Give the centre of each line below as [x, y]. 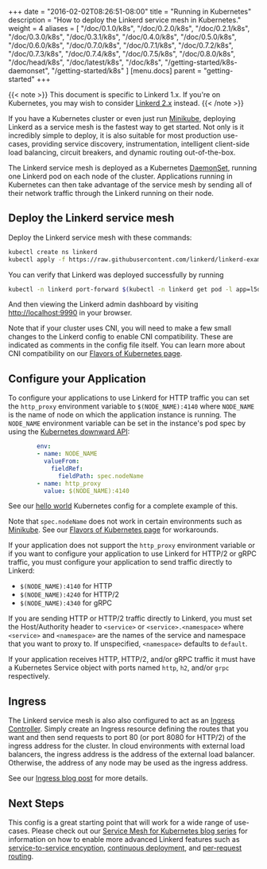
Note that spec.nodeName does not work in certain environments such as [125, 522]
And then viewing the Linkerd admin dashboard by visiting [103, 304]
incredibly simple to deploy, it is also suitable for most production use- [123, 135]
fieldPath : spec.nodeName [101, 476]
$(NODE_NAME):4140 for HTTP [66, 586]
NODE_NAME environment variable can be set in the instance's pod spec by [127, 423]
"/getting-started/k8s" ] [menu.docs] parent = [127, 70]
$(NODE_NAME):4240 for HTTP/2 [69, 595]
